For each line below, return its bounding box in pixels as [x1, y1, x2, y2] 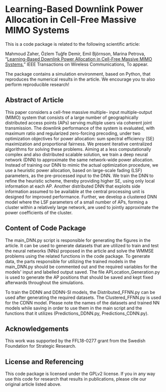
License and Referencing [5, 357, 84, 366]
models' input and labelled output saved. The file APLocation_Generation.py [5, 269, 160, 275]
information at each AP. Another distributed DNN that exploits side [5, 183, 141, 189]
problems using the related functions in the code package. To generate [5, 253, 150, 259]
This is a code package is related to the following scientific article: [5, 41, 140, 47]
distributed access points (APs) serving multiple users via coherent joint [5, 119, 152, 125]
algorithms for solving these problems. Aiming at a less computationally [5, 146, 151, 152]
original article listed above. [5, 382, 62, 388]
